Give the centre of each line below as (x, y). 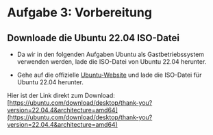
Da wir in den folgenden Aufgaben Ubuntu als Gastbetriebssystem (110, 54)
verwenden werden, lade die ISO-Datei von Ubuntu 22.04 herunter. (112, 62)
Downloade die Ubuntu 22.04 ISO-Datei (93, 38)
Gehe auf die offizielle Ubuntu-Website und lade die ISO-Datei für (109, 75)
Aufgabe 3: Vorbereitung (80, 13)
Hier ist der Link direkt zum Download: (61, 95)
